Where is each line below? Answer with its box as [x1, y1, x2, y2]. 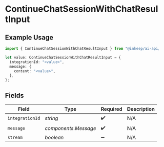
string [44, 115, 59, 122]
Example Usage [5, 33, 54, 42]
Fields [5, 91, 24, 100]
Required [101, 105, 123, 112]
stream [7, 134, 23, 140]
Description [126, 105, 155, 112]
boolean [44, 134, 64, 141]
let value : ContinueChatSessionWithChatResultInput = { [5, 55, 121, 60]
